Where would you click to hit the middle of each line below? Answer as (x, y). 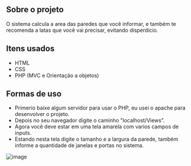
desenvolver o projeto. (42, 114)
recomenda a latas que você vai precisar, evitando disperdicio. (82, 30)
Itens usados (30, 49)
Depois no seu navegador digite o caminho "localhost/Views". (90, 121)
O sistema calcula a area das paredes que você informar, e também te (91, 24)
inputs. (23, 133)
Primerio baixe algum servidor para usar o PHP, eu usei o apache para (100, 108)
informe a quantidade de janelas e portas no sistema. (79, 145)
